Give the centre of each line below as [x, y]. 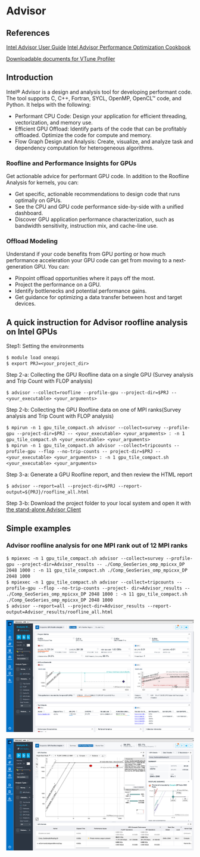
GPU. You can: [51, 267]
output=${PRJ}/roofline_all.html [48, 492]
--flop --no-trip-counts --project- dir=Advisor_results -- [114, 588]
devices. [25, 304]
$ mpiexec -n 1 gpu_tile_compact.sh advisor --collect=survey [85, 558]
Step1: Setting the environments [45, 346]
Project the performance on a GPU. [58, 285]
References [28, 33]
